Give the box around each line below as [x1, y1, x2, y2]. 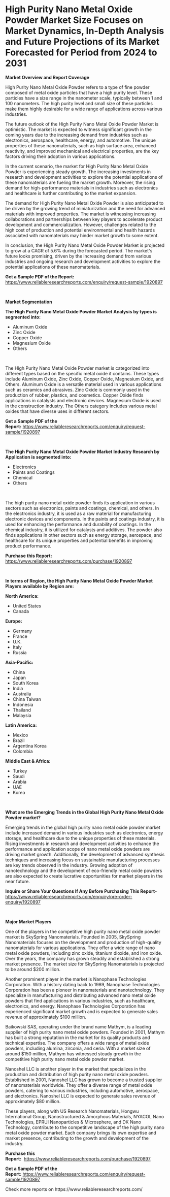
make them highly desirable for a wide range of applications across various [5, 106, 162, 112]
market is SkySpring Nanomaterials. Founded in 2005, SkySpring [5, 933, 141, 940]
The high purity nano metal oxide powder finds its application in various [5, 499, 155, 506]
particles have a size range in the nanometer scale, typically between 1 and [5, 95, 162, 101]
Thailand [12, 707, 31, 713]
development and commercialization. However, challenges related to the [5, 221, 156, 228]
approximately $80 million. [5, 1098, 61, 1104]
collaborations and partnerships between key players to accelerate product [5, 216, 162, 222]
